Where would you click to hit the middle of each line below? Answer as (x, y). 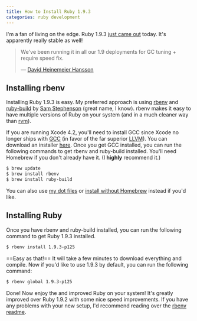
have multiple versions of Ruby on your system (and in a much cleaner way (97, 115)
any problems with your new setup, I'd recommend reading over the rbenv (96, 306)
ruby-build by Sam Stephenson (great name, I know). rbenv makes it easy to (99, 108)
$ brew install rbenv (33, 174)
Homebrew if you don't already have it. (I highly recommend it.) (83, 158)
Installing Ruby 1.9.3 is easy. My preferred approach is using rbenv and (92, 102)
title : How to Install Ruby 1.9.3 (49, 12)
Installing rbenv (36, 88)
